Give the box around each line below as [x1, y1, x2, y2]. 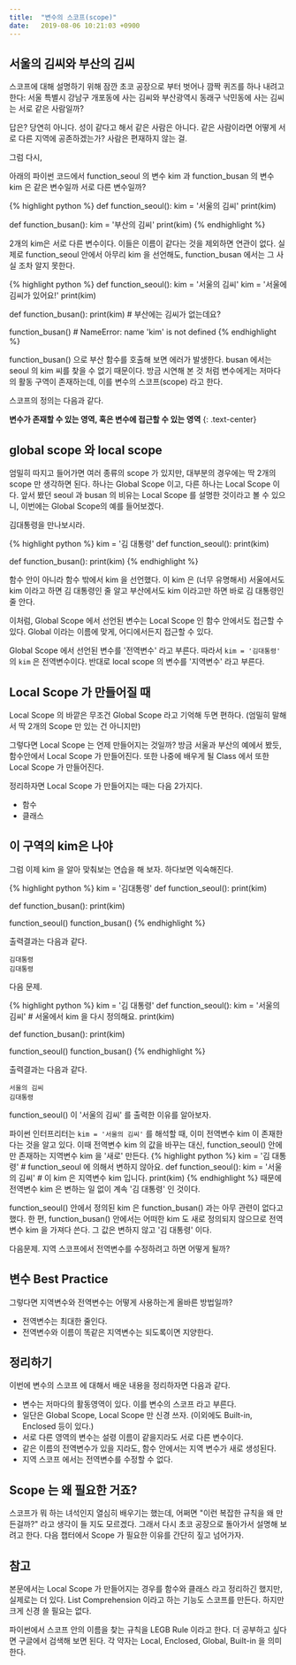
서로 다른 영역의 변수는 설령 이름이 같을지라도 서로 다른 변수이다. [21, 1432, 244, 1443]
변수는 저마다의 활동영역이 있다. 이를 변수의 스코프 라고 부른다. [21, 1399, 237, 1409]
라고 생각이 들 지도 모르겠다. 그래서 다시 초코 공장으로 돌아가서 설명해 [40, 1519, 278, 1530]
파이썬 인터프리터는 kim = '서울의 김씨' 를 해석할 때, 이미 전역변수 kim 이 [9, 1128, 260, 1139]
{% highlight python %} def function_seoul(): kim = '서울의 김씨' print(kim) [9, 201, 277, 211]
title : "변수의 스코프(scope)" [9, 12, 118, 22]
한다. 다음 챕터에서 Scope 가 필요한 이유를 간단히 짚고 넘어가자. [25, 1530, 245, 1540]
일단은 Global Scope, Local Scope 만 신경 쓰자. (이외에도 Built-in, [21, 1410, 253, 1421]
